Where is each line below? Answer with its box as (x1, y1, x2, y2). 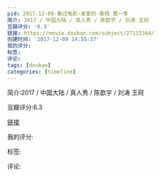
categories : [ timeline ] (7, 68, 76, 75)
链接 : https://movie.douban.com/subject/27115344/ (7, 29, 155, 37)
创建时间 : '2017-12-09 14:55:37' (7, 36, 100, 43)
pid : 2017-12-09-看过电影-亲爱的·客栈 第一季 (7, 10, 128, 17)
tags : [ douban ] (7, 62, 51, 69)
